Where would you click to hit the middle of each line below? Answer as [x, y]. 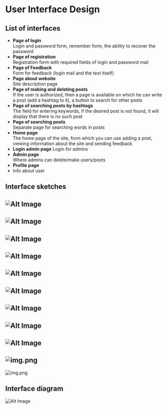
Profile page [26, 165]
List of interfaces [33, 28]
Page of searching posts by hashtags [53, 105]
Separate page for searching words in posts [59, 127]
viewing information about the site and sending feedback [72, 143]
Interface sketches [36, 187]
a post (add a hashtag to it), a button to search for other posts [77, 100]
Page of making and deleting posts [50, 89]
